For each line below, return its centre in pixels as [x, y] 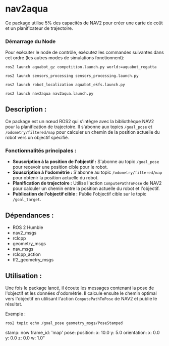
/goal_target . [27, 199]
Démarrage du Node [31, 41]
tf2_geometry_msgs [33, 260]
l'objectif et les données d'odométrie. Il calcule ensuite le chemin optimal [81, 293]
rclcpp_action [27, 254]
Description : [26, 109]
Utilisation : [23, 276]
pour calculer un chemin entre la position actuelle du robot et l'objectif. [86, 188]
